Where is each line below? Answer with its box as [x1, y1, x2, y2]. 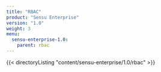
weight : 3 [6, 25, 31, 32]
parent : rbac [17, 43, 50, 49]
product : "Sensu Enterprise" [6, 14, 79, 20]
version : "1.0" [6, 20, 44, 26]
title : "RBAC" [6, 8, 42, 15]
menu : [6, 31, 20, 37]
